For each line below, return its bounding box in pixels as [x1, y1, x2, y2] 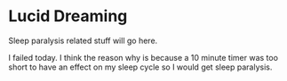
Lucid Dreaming [8, 6, 128, 26]
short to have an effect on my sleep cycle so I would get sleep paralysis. [8, 62, 273, 72]
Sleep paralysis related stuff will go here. [8, 35, 158, 46]
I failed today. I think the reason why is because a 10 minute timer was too [8, 52, 279, 63]
